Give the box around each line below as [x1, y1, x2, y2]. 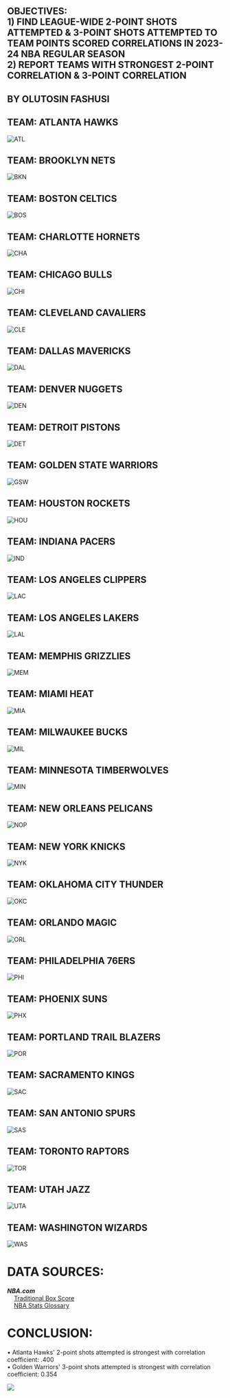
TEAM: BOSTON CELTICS [7, 192, 117, 205]
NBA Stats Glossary [13, 1301, 70, 1310]
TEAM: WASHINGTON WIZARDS [7, 1222, 148, 1233]
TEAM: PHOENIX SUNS [7, 993, 108, 1005]
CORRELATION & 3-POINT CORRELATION [7, 70, 187, 82]
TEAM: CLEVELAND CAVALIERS [7, 307, 146, 319]
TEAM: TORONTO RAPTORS [7, 1146, 130, 1158]
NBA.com [7, 1287, 36, 1295]
